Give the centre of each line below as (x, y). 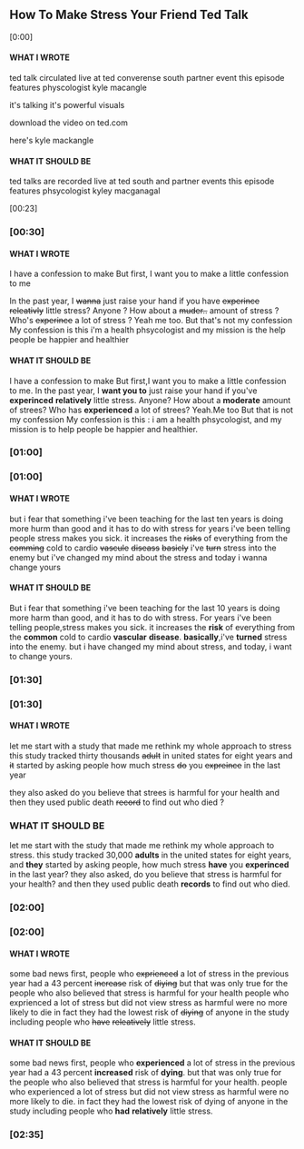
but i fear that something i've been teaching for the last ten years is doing (147, 519)
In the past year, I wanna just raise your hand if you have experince (135, 301)
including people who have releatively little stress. (103, 1022)
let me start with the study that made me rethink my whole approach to (142, 846)
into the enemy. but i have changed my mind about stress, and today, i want (151, 646)
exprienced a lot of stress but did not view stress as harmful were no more (148, 1003)
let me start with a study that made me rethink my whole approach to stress (151, 746)
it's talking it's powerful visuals (67, 105)
